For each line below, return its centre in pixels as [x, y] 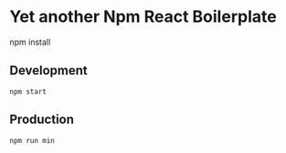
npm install [30, 42]
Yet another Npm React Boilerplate [143, 17]
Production [42, 120]
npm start [28, 92]
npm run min [32, 140]
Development [49, 71]
